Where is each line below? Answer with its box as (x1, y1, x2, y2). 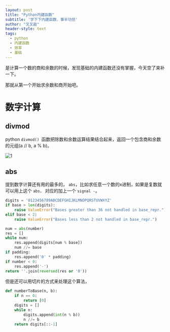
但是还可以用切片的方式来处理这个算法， (5, 278, 90, 285)
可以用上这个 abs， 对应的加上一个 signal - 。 (5, 188, 100, 194)
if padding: (5, 250, 30, 255)
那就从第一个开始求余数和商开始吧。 (5, 82, 81, 88)
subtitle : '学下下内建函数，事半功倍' (5, 17, 78, 22)
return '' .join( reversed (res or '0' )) (5, 268, 87, 274)
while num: (5, 235, 28, 240)
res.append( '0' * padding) (14, 254, 71, 259)
